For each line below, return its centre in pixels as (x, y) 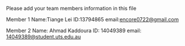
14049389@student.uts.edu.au (44, 37)
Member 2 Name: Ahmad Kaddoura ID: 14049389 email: (74, 30)
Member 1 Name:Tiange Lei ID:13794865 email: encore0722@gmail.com (92, 19)
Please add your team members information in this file (71, 8)
